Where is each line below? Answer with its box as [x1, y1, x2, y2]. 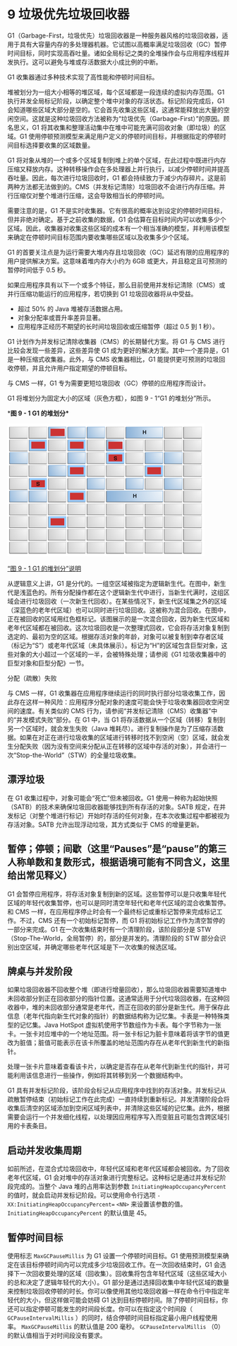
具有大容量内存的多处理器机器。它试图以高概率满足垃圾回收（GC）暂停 [19, 40, 227, 48]
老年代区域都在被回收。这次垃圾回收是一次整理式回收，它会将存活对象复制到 [7, 623, 230, 632]
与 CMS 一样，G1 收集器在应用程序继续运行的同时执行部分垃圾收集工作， [7, 689, 219, 697]
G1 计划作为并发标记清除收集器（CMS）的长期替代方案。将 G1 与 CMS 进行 [7, 337, 226, 345]
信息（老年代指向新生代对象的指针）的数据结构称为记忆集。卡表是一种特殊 [7, 1012, 224, 1020]
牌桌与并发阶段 [7, 965, 73, 977]
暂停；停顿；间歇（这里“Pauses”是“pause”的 [7, 843, 209, 855]
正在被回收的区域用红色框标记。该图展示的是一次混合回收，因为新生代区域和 [7, 614, 230, 623]
